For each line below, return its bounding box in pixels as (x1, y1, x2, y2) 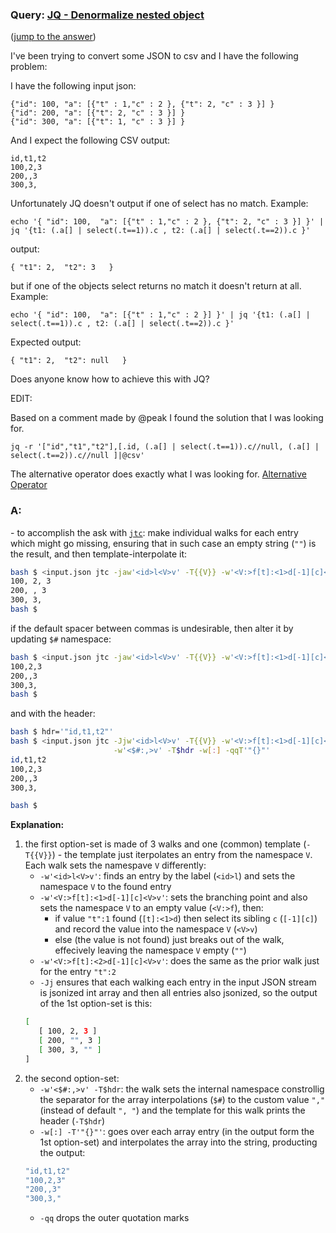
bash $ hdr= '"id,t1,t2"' (10, 727, 114, 737)
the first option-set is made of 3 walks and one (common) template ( (24, 838, 307, 850)
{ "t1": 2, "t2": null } (10, 356, 128, 366)
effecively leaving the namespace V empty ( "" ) (54, 944, 247, 957)
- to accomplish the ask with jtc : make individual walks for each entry (10, 526, 299, 538)
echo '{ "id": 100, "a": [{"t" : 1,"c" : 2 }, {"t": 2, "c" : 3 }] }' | (10, 217, 325, 227)
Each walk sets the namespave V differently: (24, 859, 207, 872)
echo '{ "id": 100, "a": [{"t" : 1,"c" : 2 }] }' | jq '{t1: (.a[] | (10, 310, 311, 320)
